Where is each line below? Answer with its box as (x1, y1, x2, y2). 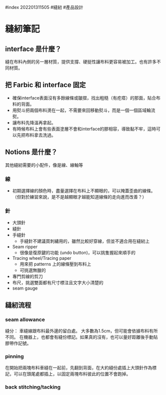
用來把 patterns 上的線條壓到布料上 (19, 261, 91, 267)
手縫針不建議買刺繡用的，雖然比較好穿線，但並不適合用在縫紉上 (19, 238, 150, 244)
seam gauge (12, 285, 38, 291)
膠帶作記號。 (5, 340, 31, 346)
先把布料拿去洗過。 (16, 132, 56, 138)
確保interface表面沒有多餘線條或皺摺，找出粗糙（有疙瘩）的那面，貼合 (12, 95, 157, 100)
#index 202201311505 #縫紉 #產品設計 (5, 4, 83, 10)
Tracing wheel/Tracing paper (12, 255, 72, 261)
